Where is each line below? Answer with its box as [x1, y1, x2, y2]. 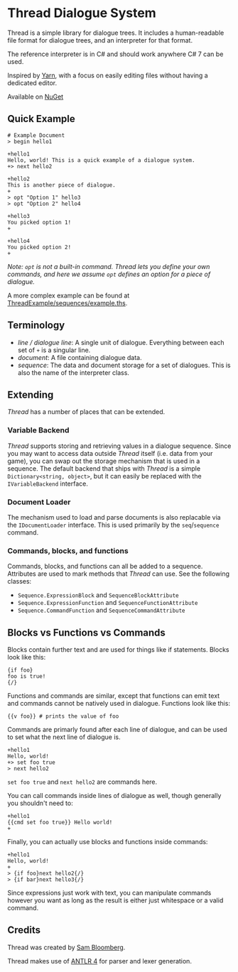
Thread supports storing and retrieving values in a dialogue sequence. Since [7, 442, 232, 450]
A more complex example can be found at [7, 291, 130, 300]
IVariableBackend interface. [7, 479, 89, 488]
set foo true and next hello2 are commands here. [7, 777, 158, 786]
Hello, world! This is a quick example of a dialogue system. [7, 156, 195, 164]
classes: [7, 577, 32, 586]
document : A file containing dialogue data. [17, 353, 142, 361]
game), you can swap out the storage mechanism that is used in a [7, 457, 200, 465]
